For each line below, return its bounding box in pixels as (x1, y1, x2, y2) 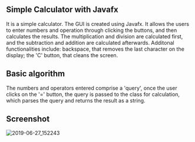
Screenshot (6, 114, 50, 124)
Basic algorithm (6, 69, 65, 79)
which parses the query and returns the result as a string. (6, 97, 146, 104)
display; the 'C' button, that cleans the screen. (6, 51, 118, 58)
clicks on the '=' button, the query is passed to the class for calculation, (6, 91, 180, 98)
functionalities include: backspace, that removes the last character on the (6, 45, 184, 52)
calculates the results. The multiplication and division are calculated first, (6, 32, 183, 40)
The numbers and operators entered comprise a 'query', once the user (6, 84, 178, 91)
